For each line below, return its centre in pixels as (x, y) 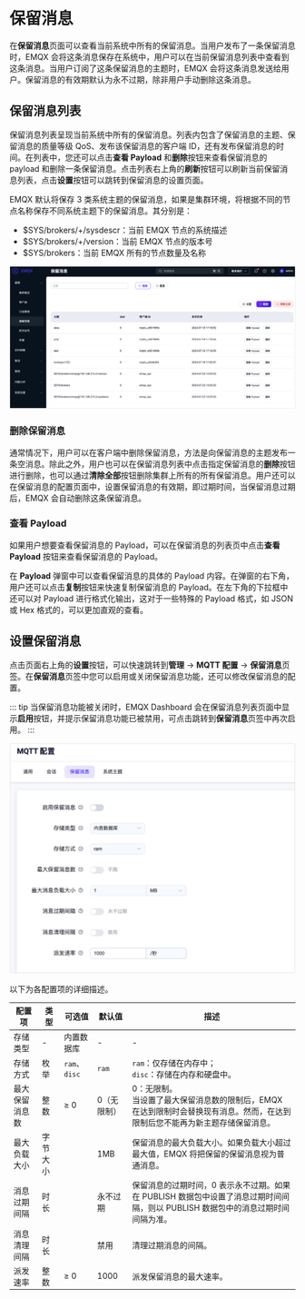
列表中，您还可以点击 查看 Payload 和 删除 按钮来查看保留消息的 (150, 157)
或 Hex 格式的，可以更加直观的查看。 (79, 610)
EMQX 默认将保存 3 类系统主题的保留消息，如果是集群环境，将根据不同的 (146, 199)
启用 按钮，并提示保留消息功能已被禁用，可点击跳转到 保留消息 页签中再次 (152, 718)
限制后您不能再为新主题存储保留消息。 (204, 1122)
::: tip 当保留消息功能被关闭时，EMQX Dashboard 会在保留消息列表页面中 (146, 707)
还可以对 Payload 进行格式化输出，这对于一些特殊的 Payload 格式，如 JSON (151, 598)
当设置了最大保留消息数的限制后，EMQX (207, 1099)
